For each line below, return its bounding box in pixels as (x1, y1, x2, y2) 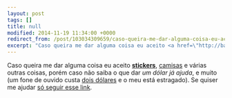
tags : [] (7, 17, 32, 23)
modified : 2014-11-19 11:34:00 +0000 (7, 29, 116, 37)
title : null (7, 23, 41, 30)
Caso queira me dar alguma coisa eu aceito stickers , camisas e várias (7, 61, 207, 69)
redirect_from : (7, 36, 51, 43)
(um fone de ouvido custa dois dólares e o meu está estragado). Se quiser (7, 76, 219, 84)
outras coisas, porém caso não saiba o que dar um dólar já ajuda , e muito (7, 68, 217, 77)
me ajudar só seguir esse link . (7, 84, 93, 91)
